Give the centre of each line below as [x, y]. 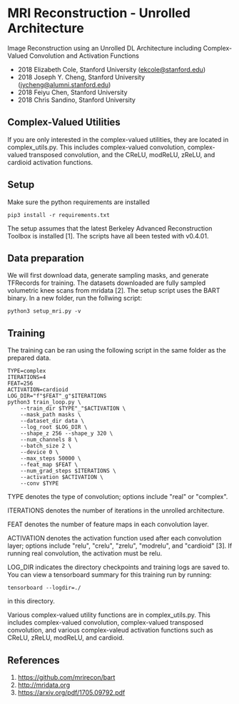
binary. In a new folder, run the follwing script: [75, 298]
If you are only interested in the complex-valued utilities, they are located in [118, 139]
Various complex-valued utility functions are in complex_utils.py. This [109, 615]
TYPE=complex [27, 371]
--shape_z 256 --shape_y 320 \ [67, 433]
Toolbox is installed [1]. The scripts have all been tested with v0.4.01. [108, 236]
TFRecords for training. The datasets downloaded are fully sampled [107, 283]
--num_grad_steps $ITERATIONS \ [68, 471]
